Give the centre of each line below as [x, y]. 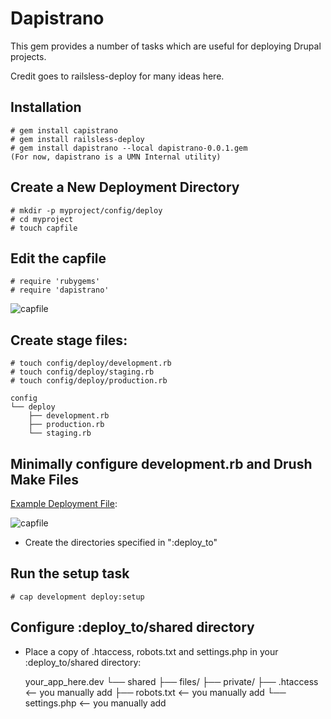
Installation [46, 107]
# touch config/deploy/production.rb [89, 381]
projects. [28, 56]
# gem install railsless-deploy [77, 139]
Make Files [44, 479]
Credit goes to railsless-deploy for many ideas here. [117, 76]
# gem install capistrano [64, 130]
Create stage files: [69, 340]
